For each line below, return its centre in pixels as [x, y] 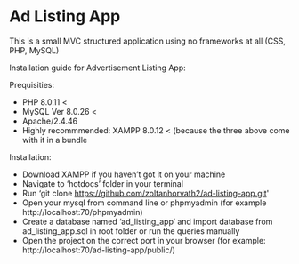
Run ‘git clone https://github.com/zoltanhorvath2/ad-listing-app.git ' [145, 193]
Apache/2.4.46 [50, 121]
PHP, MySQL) [34, 50]
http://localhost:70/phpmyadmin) [83, 212]
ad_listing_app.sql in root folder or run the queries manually [131, 231]
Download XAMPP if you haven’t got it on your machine [124, 174]
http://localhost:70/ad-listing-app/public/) [99, 250]
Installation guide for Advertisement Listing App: [98, 68]
